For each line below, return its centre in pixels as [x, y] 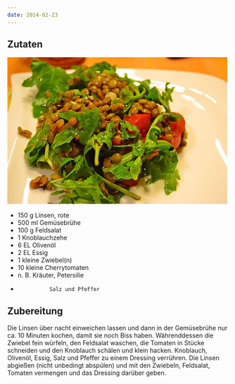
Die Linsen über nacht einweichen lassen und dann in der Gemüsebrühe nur [118, 328]
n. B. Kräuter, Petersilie [51, 275]
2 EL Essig [32, 253]
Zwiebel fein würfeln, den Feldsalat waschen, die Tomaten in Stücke [106, 343]
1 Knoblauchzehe [43, 238]
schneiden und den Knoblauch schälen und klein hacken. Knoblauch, [107, 351]
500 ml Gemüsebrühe [49, 223]
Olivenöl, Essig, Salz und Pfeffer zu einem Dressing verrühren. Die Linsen [113, 358]
